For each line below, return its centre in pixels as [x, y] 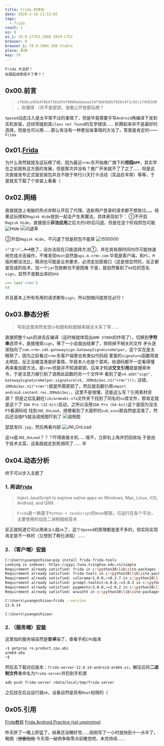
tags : [10, 19]
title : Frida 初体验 [25, 10]
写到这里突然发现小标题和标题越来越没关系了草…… [68, 327]
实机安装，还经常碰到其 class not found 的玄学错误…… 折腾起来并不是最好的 [81, 124]
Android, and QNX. [36, 503]
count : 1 [14, 28]
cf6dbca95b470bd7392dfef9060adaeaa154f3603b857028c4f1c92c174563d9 [87, 102]
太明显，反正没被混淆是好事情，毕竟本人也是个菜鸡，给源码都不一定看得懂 [80, 362]
